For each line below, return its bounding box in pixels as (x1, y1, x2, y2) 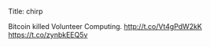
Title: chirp (8, 7, 43, 16)
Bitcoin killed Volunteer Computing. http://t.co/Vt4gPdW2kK (8, 22, 203, 31)
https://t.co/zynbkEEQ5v (8, 31, 88, 39)
